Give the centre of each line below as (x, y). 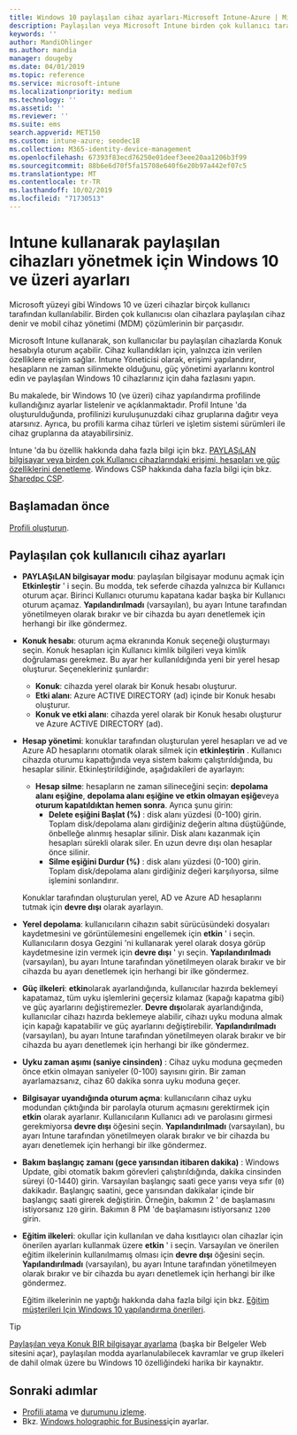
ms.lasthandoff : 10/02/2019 (61, 190)
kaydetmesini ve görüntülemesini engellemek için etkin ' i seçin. (138, 934)
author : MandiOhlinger (51, 42)
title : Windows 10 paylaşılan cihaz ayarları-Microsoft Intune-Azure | (144, 17)
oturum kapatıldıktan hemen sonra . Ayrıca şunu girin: (134, 805)
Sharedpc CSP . (37, 478)
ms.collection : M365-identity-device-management (100, 149)
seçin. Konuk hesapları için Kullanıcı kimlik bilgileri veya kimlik (134, 650)
